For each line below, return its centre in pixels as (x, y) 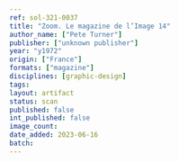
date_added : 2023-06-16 (54, 135)
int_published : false (50, 118)
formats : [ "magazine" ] (52, 68)
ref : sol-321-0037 (44, 18)
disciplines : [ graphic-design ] (68, 76)
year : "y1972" (36, 51)
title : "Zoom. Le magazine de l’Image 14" (90, 26)
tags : (19, 85)
